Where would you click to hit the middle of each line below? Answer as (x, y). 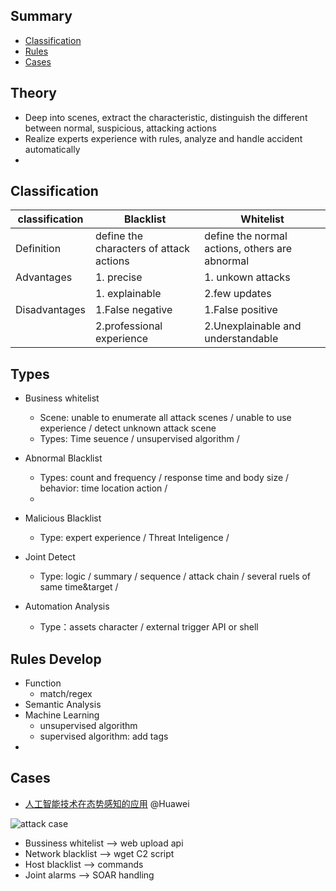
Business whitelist (62, 398)
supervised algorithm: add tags (104, 736)
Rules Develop (56, 659)
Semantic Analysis (63, 705)
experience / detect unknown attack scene (128, 428)
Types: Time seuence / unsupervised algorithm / (139, 439)
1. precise (118, 277)
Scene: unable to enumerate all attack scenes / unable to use (165, 418)
